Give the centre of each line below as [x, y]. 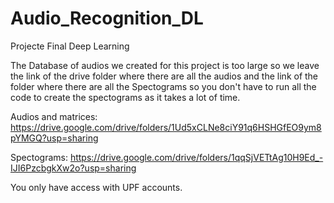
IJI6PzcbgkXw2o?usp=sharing [73, 168]
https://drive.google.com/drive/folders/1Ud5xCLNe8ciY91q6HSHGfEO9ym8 [166, 127]
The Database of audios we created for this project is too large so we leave [165, 65]
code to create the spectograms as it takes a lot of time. [125, 97]
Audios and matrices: [54, 116]
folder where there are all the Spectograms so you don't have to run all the [163, 86]
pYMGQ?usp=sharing [54, 138]
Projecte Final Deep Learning [70, 46]
